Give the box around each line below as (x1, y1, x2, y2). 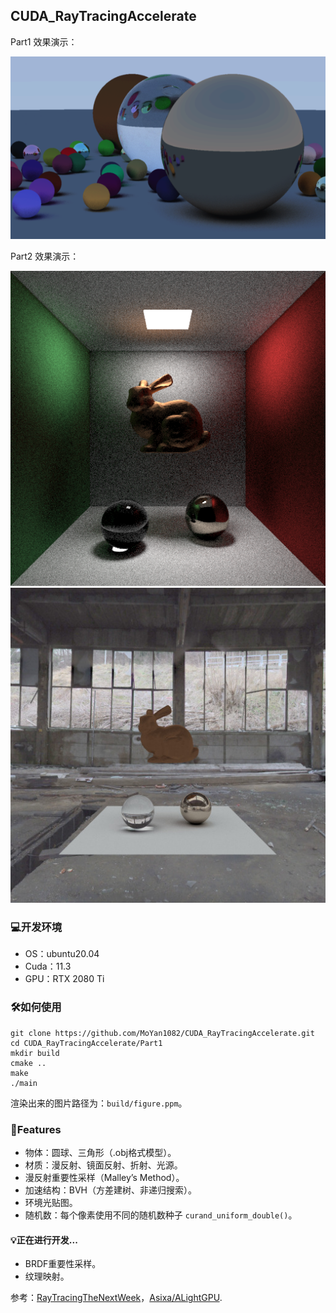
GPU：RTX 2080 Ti (24, 973, 105, 985)
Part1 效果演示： (10, 35, 78, 48)
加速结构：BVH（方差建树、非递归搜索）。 (24, 1184, 198, 1196)
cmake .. (10, 1058, 47, 1068)
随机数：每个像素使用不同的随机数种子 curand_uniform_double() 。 (24, 1209, 298, 1221)
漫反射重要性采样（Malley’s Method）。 (24, 1171, 185, 1183)
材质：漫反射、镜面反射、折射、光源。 (24, 1159, 183, 1171)
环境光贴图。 (24, 1196, 78, 1208)
